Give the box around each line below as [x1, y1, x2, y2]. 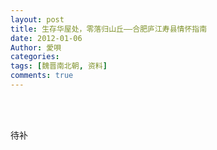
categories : [10, 52, 60, 62]
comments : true [10, 71, 74, 81]
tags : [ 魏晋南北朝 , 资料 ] [10, 61, 108, 71]
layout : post [10, 14, 65, 25]
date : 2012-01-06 [10, 33, 83, 43]
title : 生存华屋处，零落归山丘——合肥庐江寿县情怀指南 [10, 24, 208, 34]
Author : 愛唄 [10, 42, 62, 53]
